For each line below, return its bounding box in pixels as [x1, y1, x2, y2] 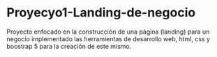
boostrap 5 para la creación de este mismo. [6, 42, 132, 50]
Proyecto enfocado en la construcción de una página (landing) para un [6, 27, 210, 36]
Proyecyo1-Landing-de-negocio [6, 5, 196, 21]
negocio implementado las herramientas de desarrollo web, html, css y [6, 34, 211, 43]
